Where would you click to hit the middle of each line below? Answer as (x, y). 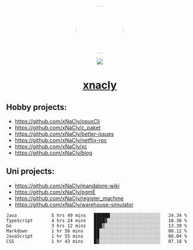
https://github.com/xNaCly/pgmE (55, 192)
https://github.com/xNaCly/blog (53, 153)
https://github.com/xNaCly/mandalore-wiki (67, 185)
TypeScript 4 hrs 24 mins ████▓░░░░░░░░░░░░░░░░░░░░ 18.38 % (96, 220)
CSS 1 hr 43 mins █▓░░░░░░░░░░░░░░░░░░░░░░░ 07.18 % (96, 241)
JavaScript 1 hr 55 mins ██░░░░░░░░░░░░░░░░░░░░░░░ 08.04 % (96, 236)
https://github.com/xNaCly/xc (51, 146)
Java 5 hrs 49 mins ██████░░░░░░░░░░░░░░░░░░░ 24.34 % (96, 215)
